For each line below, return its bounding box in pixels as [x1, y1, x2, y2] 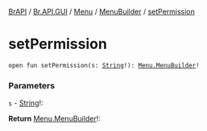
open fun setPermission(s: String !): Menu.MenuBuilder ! [8, 61, 200, 69]
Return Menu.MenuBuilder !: [8, 114, 101, 124]
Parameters [8, 80, 55, 91]
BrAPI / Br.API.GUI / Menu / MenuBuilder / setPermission [8, 7, 196, 16]
